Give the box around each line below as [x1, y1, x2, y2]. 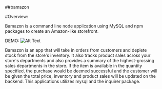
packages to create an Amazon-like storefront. [5, 28, 99, 34]
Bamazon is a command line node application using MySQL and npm [5, 23, 143, 29]
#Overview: [5, 14, 28, 19]
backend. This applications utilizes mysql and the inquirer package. [5, 78, 141, 84]
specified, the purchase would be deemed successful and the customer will [5, 68, 158, 74]
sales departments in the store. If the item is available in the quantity [5, 63, 142, 68]
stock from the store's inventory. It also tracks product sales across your [5, 52, 151, 58]
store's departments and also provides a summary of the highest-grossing [5, 58, 155, 63]
